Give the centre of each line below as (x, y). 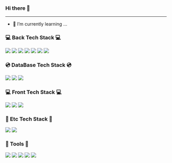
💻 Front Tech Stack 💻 (34, 92)
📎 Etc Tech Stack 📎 (29, 119)
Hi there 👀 (18, 8)
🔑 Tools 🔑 (17, 144)
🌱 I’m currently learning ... (40, 24)
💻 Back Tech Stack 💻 (33, 38)
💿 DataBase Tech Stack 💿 (38, 65)
